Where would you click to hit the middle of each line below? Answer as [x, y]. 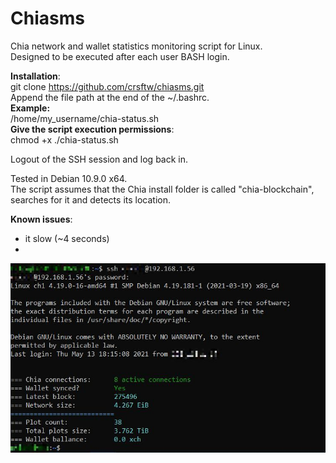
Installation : [35, 76]
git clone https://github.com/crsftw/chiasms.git [107, 86]
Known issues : [41, 219]
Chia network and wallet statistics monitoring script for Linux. [136, 46]
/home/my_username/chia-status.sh [85, 118]
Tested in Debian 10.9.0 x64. [69, 178]
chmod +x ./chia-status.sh [64, 139]
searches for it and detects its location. [90, 199]
